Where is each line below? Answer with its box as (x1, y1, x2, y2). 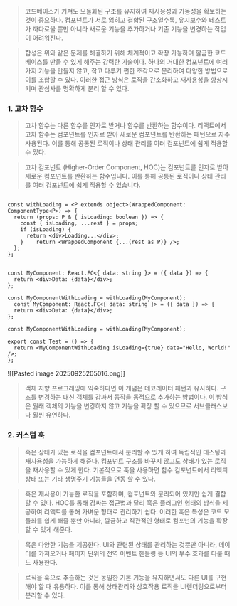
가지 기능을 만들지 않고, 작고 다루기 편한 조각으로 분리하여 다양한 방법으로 (24, 67, 228, 75)
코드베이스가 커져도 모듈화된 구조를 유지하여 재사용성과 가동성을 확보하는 (24, 7, 227, 15)
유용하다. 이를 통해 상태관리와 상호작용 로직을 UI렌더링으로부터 (53, 582, 227, 590)
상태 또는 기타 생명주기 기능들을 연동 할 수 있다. (24, 474, 156, 483)
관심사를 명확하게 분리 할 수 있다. (38, 85, 130, 92)
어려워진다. (32, 33, 64, 42)
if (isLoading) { (20, 226, 72, 233)
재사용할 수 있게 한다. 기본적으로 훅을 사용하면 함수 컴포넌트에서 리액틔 (32, 465, 228, 474)
